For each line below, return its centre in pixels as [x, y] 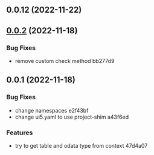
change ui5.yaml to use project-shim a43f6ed [72, 117]
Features [20, 133]
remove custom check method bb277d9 [65, 61]
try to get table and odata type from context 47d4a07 [81, 146]
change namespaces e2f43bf [52, 110]
